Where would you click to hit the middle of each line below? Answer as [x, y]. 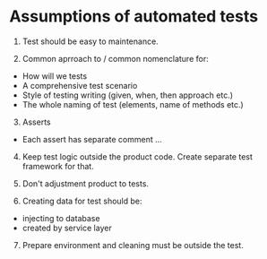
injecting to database [61, 218]
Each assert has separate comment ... [92, 139]
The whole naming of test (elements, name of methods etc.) [133, 104]
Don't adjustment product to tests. [86, 183]
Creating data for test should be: [82, 201]
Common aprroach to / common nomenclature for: [115, 58]
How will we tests [55, 76]
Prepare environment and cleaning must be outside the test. [133, 245]
